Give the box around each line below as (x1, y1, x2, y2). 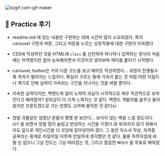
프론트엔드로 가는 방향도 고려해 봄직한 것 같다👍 (25, 103, 117, 109)
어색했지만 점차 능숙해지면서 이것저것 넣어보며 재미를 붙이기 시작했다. (21, 57, 155, 63)
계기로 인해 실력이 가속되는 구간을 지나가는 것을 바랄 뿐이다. (17, 79, 132, 86)
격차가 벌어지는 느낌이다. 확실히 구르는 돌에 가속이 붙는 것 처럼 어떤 (17, 74, 146, 79)
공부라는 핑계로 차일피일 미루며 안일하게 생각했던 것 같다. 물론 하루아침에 (12, 133, 152, 139)
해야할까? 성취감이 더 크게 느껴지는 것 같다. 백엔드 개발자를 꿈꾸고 (25, 96, 151, 102)
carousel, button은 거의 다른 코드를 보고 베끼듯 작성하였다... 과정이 (12, 67, 141, 74)
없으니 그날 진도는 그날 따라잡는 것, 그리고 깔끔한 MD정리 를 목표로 (23, 139, 147, 145)
